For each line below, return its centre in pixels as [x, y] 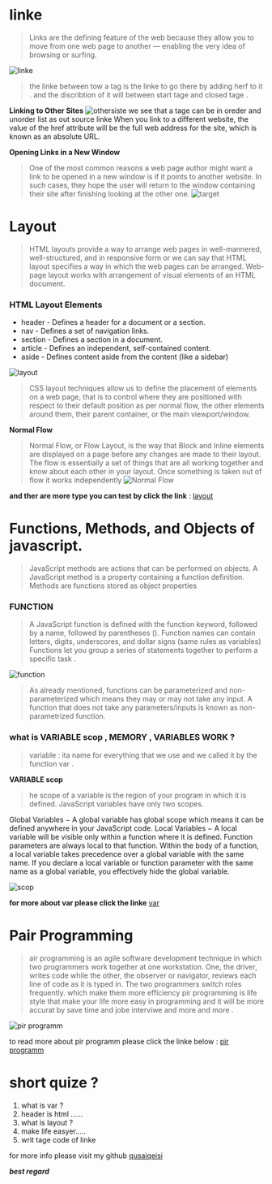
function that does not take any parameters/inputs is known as [133, 707]
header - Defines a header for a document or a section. [113, 322]
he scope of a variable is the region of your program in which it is [138, 795]
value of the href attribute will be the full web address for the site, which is [133, 127]
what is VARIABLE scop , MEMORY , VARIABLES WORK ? [122, 737]
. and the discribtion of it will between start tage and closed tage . [138, 94]
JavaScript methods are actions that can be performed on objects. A [143, 568]
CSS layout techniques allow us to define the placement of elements [143, 388]
